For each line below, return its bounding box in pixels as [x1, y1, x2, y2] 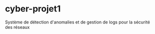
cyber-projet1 [5, 3, 61, 14]
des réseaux [5, 24, 30, 30]
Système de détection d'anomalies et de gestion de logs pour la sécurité [5, 19, 150, 25]
